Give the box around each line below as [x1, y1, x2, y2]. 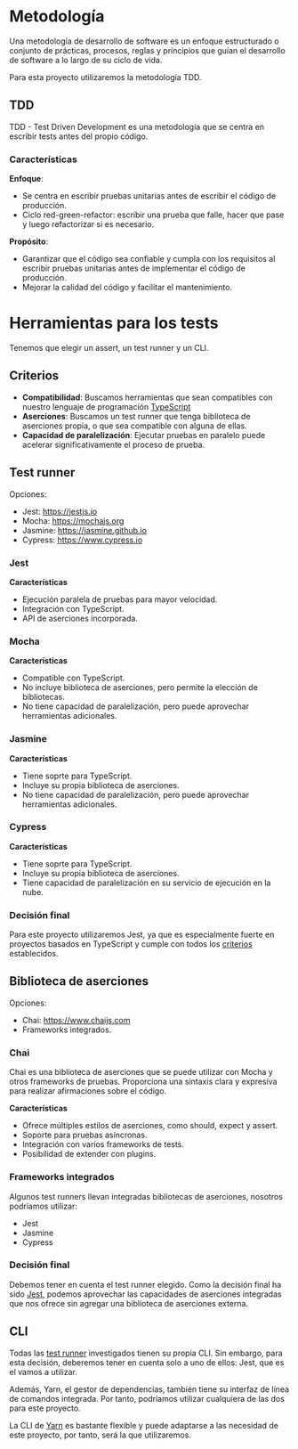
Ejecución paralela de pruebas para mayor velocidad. [21, 594, 218, 605]
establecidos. [9, 948, 59, 959]
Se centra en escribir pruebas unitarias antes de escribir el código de [21, 191, 277, 201]
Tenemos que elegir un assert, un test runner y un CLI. [9, 342, 209, 353]
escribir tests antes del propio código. [9, 131, 149, 142]
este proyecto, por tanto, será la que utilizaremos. [9, 1429, 191, 1440]
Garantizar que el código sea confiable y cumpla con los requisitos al [21, 254, 276, 265]
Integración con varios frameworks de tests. [21, 1139, 185, 1150]
